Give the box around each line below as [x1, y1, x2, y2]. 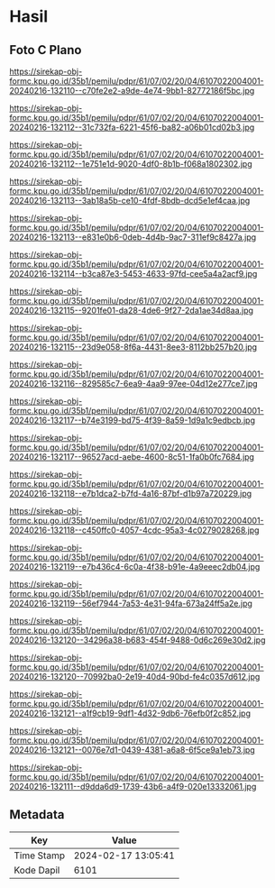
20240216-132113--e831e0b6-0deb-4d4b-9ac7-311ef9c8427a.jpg [9, 232, 257, 243]
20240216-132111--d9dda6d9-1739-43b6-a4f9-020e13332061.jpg [9, 782, 257, 792]
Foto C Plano [9, 42, 82, 58]
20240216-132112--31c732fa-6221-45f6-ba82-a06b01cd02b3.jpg [9, 122, 255, 133]
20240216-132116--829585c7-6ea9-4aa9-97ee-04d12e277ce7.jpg [9, 379, 259, 389]
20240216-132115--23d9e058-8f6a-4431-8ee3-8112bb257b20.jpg [9, 342, 258, 352]
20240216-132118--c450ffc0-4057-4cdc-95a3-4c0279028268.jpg [9, 525, 260, 536]
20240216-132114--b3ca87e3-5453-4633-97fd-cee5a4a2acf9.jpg [9, 269, 258, 279]
